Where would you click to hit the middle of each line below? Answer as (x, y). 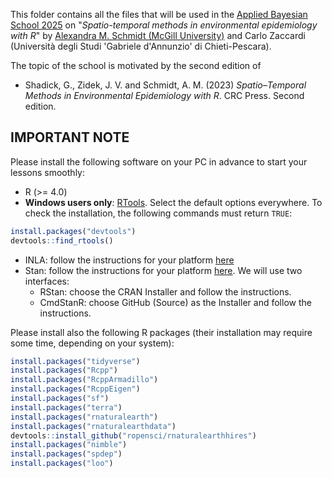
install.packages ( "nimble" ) (69, 445)
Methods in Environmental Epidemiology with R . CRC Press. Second (164, 95)
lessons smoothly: (47, 172)
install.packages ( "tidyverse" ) (75, 361)
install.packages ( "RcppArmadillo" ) (84, 380)
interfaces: (47, 281)
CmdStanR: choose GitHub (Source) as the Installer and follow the (175, 302)
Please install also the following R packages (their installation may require (161, 332)
